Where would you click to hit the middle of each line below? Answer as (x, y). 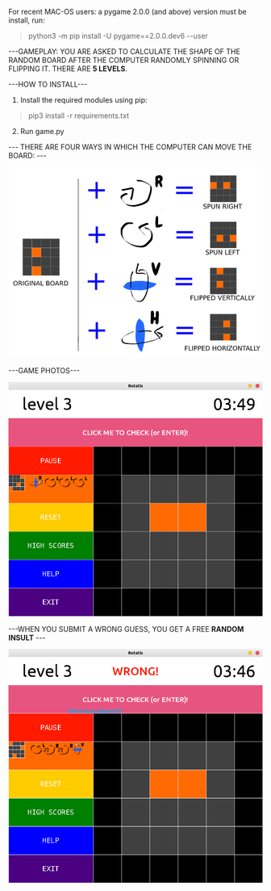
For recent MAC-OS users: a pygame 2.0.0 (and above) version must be (128, 12)
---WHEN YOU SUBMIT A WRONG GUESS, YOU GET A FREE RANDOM (126, 628)
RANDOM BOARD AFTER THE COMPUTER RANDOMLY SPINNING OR (124, 60)
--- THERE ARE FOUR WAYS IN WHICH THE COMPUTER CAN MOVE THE (130, 147)
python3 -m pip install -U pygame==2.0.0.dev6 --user (118, 36)
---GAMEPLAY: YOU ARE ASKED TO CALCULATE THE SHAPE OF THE (124, 51)
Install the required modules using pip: (83, 100)
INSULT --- (27, 637)
